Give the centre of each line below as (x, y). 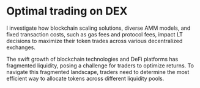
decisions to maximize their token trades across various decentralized (94, 41)
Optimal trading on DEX (67, 11)
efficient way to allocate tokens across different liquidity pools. (85, 78)
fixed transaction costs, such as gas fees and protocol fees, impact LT (95, 34)
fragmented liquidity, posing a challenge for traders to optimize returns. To (100, 66)
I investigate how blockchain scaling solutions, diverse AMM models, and (98, 28)
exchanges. (21, 47)
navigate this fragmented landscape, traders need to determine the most (98, 72)
